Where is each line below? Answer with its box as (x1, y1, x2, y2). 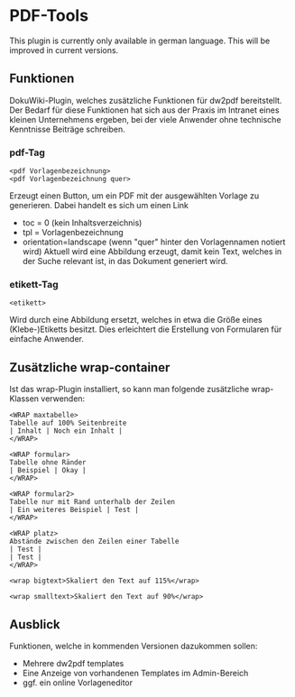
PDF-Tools (9, 5, 88, 26)
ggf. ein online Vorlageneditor (22, 677, 134, 688)
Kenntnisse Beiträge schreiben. (9, 124, 126, 134)
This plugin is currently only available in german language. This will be (9, 35, 271, 46)
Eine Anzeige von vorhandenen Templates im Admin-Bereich (22, 667, 249, 678)
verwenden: (40, 393, 86, 404)
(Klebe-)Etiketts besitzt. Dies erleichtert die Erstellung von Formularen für (9, 324, 282, 335)
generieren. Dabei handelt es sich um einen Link (9, 200, 189, 211)
